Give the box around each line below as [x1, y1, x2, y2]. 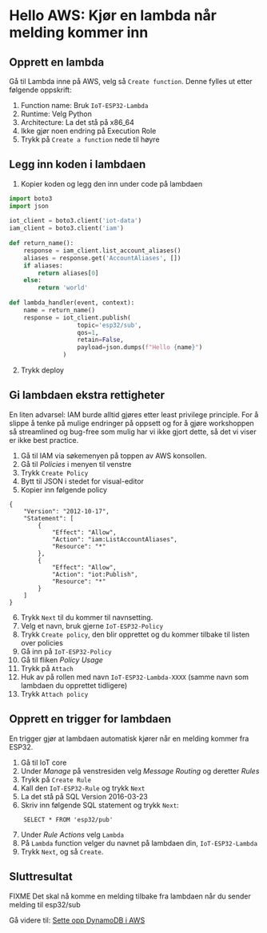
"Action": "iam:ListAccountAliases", [51, 535, 178, 543]
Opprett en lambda [9, 55, 105, 69]
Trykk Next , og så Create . [20, 847, 104, 856]
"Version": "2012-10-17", [23, 507, 110, 515]
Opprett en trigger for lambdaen [9, 712, 172, 726]
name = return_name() [23, 306, 95, 314]
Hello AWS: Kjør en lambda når [9, 6, 217, 25]
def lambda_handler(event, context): [9, 299, 135, 307]
